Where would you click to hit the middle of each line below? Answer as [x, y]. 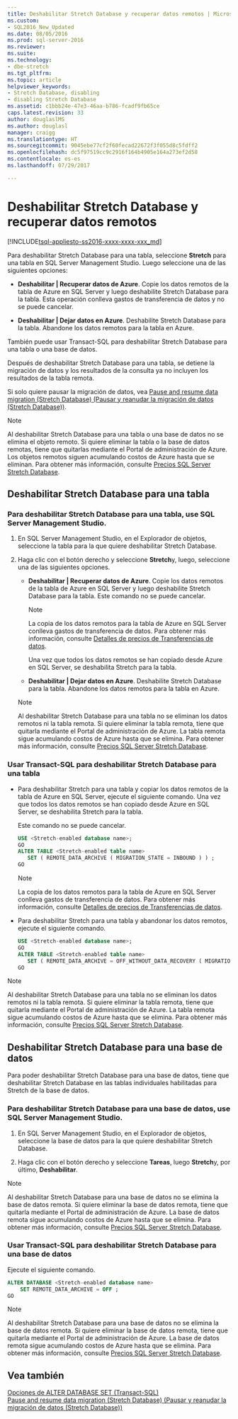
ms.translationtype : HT [42, 139]
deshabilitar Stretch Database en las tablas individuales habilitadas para [112, 1083]
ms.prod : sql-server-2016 [45, 40]
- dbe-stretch [28, 67]
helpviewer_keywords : [39, 86]
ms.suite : [22, 54]
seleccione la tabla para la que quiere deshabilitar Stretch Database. [117, 546]
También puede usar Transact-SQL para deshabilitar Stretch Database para [118, 342]
